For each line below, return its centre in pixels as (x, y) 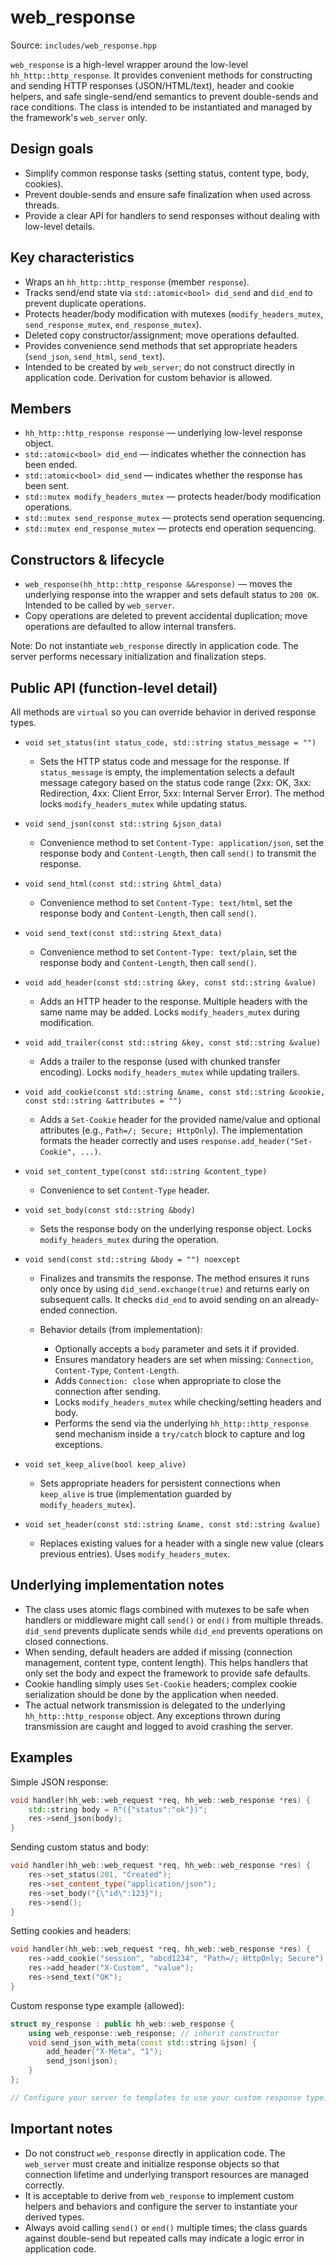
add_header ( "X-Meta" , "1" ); (104, 2052)
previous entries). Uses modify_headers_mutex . (135, 1554)
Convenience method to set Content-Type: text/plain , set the (168, 952)
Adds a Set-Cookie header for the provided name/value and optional (180, 1119)
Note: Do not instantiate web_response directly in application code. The (154, 646)
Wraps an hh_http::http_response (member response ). (137, 282)
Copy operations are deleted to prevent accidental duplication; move (166, 616)
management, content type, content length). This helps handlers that (166, 1662)
